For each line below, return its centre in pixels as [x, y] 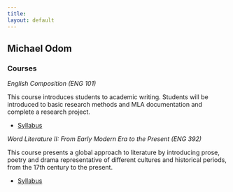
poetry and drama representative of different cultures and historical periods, [117, 160]
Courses [22, 68]
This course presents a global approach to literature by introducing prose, [114, 153]
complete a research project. [49, 112]
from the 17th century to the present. [60, 168]
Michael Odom [40, 49]
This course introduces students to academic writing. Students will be [108, 97]
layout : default [31, 20]
